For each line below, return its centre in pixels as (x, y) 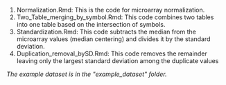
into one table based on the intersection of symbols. (91, 24)
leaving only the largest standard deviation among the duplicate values (118, 61)
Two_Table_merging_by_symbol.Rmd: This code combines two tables (115, 17)
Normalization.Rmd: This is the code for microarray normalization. (111, 10)
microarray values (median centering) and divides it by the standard (113, 39)
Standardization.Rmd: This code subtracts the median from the (106, 32)
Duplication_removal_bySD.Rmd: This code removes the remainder (112, 53)
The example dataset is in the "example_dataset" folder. (87, 74)
